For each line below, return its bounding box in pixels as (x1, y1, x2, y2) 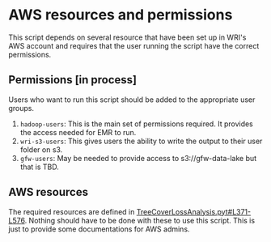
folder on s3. (19, 144, 63, 155)
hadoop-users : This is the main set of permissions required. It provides (19, 119, 253, 129)
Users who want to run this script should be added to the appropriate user (8, 95, 256, 104)
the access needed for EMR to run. (19, 127, 137, 137)
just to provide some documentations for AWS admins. (8, 224, 190, 234)
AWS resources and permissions (8, 6, 233, 24)
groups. (8, 103, 35, 113)
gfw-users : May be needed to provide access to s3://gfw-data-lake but (19, 153, 257, 163)
